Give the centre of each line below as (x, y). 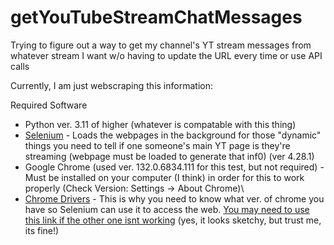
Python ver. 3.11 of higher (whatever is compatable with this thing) (160, 124)
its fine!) (42, 230)
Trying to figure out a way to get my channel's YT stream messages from (161, 45)
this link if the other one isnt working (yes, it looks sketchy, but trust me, (173, 220)
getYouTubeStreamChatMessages (156, 17)
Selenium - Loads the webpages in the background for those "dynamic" (173, 135)
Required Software (49, 105)
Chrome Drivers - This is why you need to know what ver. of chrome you (174, 198)
